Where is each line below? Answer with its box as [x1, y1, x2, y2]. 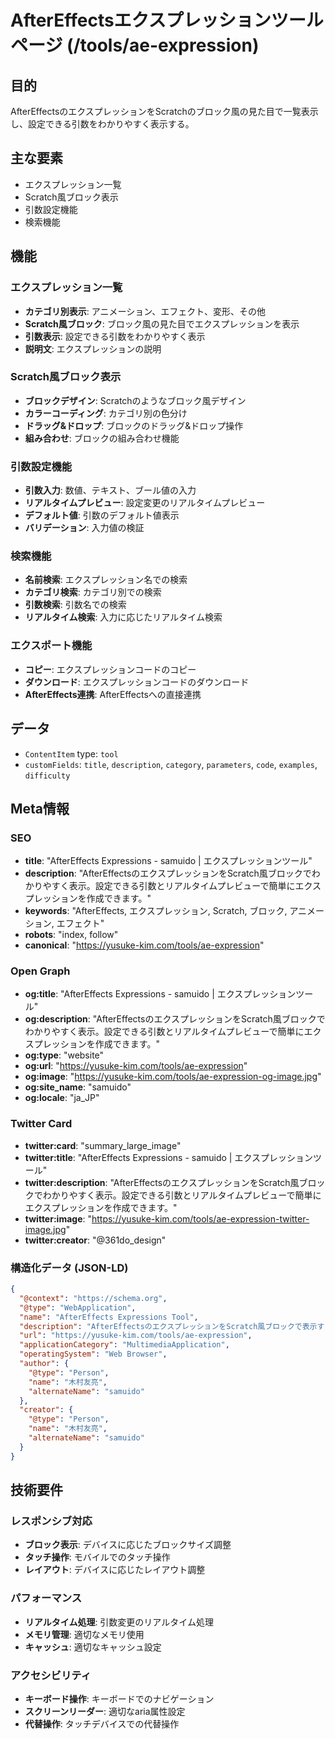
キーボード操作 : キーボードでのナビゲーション [24, 1692, 215, 1705]
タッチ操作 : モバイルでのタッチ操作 [24, 1551, 171, 1563]
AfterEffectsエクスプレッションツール [10, 9, 324, 32]
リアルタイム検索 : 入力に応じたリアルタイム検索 [24, 611, 223, 623]
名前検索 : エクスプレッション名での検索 [24, 574, 188, 586]
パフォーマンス [10, 1591, 83, 1605]
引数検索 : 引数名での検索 [24, 599, 127, 611]
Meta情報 [10, 800, 70, 817]
